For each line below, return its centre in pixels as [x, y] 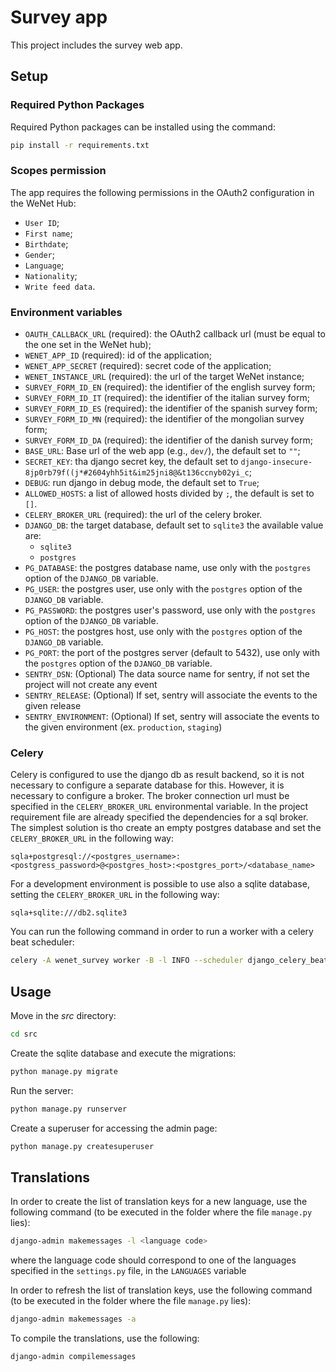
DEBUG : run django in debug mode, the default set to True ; [142, 483]
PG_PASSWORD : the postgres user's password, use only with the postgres [170, 610]
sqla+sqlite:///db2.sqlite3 [69, 913]
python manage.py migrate [64, 1071]
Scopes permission [58, 171]
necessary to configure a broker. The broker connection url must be [150, 796]
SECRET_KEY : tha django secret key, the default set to [131, 462]
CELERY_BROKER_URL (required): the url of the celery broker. [143, 515]
